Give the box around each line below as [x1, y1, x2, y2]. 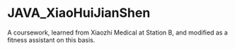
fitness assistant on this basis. [7, 35, 96, 44]
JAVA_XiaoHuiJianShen [7, 5, 151, 21]
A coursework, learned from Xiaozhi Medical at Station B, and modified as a [7, 28, 228, 37]
